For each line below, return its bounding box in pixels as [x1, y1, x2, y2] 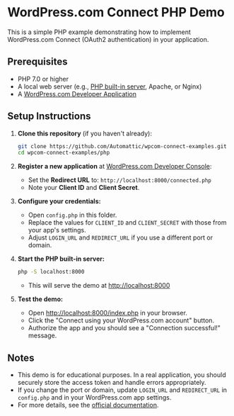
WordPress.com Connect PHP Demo [7, 4, 225, 21]
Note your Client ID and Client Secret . [28, 184, 140, 192]
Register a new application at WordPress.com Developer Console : [17, 162, 212, 171]
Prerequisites [7, 56, 68, 68]
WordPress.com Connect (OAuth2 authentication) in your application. [7, 35, 209, 43]
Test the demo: [17, 295, 64, 303]
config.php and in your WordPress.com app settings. [17, 393, 172, 401]
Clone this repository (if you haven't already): [17, 129, 152, 137]
